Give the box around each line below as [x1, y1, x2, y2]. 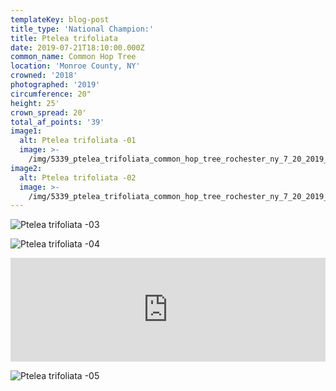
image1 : [10, 126, 43, 136]
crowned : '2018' [10, 71, 78, 81]
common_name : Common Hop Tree [10, 52, 137, 62]
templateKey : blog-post [10, 14, 110, 25]
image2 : [10, 163, 43, 173]
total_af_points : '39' [10, 117, 105, 127]
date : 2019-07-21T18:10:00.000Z [10, 42, 145, 53]
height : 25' [10, 98, 60, 108]
